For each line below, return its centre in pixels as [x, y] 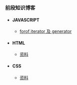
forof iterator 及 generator [46, 31]
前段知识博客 [20, 7]
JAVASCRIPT [26, 20]
